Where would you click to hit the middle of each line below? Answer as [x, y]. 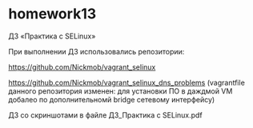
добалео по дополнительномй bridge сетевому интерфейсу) [112, 99]
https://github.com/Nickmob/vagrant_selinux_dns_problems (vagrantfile [127, 82]
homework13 [52, 14]
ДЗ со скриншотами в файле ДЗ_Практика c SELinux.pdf [105, 115]
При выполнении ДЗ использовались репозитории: [96, 51]
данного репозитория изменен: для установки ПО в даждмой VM [120, 91]
